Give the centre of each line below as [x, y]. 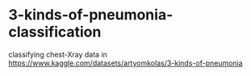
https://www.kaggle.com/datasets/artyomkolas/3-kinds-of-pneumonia [126, 63]
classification [55, 32]
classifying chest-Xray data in [58, 54]
